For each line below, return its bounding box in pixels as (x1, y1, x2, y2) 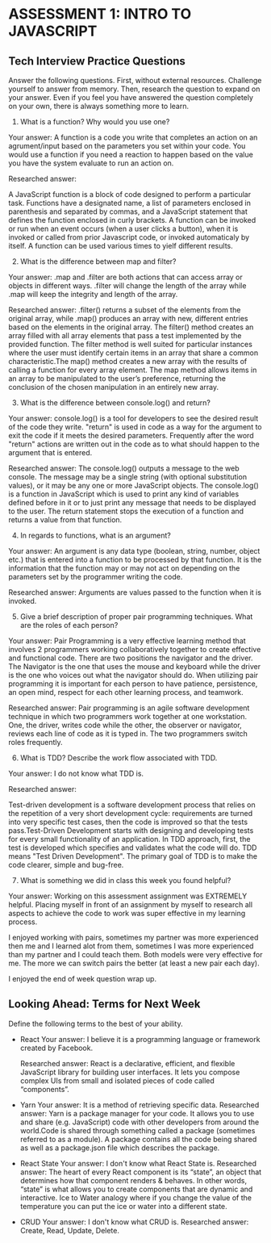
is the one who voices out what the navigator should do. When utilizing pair (8, 671, 259, 680)
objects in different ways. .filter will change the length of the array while (8, 281, 247, 291)
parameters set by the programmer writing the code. (8, 572, 183, 581)
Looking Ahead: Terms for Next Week (8, 998, 201, 1011)
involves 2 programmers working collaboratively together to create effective (8, 645, 261, 654)
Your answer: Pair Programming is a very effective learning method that (8, 636, 246, 646)
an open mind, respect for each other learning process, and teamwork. (8, 688, 244, 697)
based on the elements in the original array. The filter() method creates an (8, 322, 254, 332)
